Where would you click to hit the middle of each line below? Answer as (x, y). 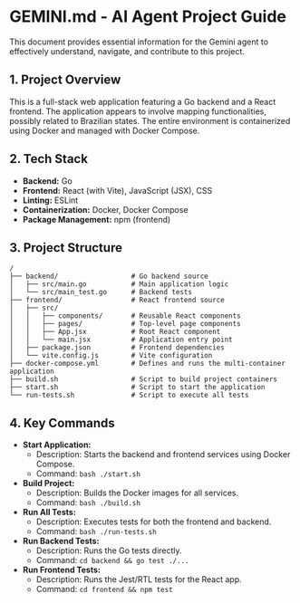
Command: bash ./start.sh (88, 474)
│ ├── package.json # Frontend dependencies (117, 348)
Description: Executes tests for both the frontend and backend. (154, 522)
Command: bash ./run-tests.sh (96, 531)
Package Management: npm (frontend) (97, 219)
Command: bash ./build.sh (88, 502)
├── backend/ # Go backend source (109, 277)
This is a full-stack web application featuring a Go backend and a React (143, 101)
